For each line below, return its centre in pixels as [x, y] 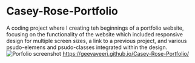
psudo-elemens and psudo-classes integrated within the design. [87, 47]
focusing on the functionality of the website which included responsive [95, 34]
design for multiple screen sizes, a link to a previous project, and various [97, 41]
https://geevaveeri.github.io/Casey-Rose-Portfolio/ [126, 53]
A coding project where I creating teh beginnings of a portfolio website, [95, 28]
